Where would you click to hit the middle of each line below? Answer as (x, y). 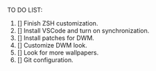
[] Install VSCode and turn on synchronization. (83, 31)
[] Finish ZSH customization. (58, 23)
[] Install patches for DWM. (56, 38)
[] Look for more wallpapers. (58, 52)
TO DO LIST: (25, 10)
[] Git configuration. (45, 60)
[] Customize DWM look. (52, 45)
